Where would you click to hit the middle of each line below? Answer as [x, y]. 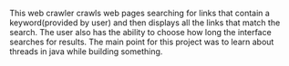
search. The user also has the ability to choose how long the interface [140, 32]
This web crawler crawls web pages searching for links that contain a [140, 13]
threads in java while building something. [86, 52]
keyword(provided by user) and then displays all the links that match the [145, 23]
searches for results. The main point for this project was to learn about [142, 42]
